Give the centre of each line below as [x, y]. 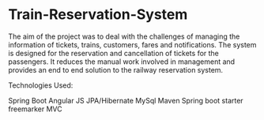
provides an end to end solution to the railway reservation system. [116, 69]
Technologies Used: [41, 85]
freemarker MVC [35, 109]
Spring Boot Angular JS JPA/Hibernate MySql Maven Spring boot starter [126, 100]
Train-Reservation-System [98, 15]
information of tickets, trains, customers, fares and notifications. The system [132, 44]
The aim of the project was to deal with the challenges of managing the [124, 36]
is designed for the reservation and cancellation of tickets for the [114, 53]
